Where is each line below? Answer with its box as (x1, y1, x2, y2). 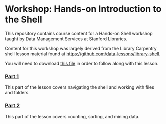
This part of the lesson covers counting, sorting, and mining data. (5, 113, 140, 119)
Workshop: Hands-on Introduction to (5, 3, 162, 15)
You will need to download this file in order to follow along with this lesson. (5, 60, 159, 66)
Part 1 (5, 73, 19, 80)
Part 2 (5, 102, 20, 109)
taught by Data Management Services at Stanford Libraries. (5, 36, 127, 42)
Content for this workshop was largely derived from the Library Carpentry (5, 45, 157, 51)
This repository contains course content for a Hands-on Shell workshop (5, 30, 153, 36)
